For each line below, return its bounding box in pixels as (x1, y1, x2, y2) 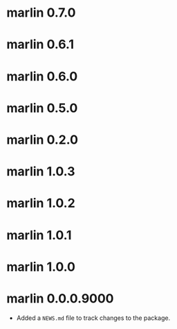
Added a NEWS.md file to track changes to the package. (16, 314, 171, 322)
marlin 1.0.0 (6, 259, 75, 275)
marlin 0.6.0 (6, 68, 78, 84)
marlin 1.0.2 (6, 196, 75, 211)
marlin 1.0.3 (6, 164, 75, 180)
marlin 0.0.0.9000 (6, 290, 114, 306)
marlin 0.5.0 (6, 100, 78, 116)
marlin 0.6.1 (6, 37, 74, 53)
